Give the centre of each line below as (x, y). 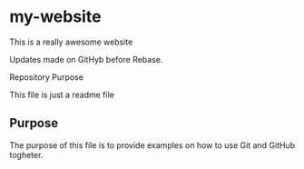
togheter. (26, 154)
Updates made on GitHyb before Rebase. (86, 59)
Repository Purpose (47, 77)
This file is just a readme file (62, 94)
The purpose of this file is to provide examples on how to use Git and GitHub (152, 145)
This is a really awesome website (71, 42)
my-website (55, 17)
